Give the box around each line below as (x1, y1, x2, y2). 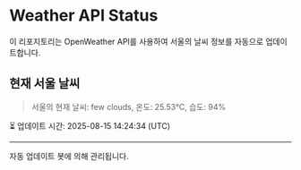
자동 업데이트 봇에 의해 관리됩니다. (9, 150, 129, 161)
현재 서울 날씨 (9, 76, 81, 91)
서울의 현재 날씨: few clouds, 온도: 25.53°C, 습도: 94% (30, 101, 227, 112)
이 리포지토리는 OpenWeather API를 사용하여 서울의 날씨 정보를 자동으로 (9, 36, 264, 47)
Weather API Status (9, 5, 159, 26)
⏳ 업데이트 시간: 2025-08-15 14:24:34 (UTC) (9, 120, 171, 131)
